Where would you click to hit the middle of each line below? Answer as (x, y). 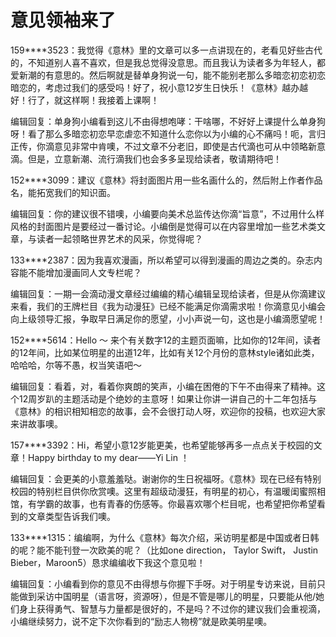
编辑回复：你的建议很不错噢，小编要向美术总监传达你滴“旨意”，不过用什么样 (167, 213)
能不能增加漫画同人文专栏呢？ (80, 272)
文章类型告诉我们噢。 (71, 516)
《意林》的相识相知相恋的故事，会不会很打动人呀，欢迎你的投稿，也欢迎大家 (168, 411)
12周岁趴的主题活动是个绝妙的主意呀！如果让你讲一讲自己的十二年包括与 (168, 398)
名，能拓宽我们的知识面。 (63, 192)
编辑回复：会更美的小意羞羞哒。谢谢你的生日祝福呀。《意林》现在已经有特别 (166, 478)
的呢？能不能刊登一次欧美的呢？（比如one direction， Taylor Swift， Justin (164, 550)
